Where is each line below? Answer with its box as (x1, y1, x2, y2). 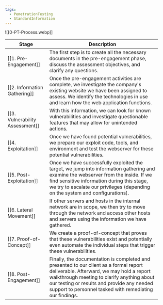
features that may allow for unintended (49, 119, 137, 126)
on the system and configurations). (49, 190, 130, 196)
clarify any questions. (49, 67, 98, 74)
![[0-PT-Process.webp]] (5, 30, 53, 35)
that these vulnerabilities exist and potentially (49, 236, 152, 242)
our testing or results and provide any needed (49, 280, 154, 287)
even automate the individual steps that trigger (49, 242, 156, 249)
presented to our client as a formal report (49, 262, 143, 269)
